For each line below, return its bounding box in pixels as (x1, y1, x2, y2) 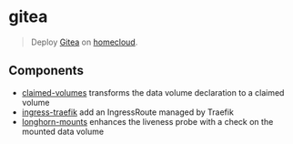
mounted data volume (21, 126, 105, 137)
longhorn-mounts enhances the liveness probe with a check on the (21, 116, 274, 127)
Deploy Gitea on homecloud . (30, 36, 138, 47)
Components (8, 63, 84, 78)
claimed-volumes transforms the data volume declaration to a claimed (21, 87, 285, 98)
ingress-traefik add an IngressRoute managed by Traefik (21, 107, 234, 118)
